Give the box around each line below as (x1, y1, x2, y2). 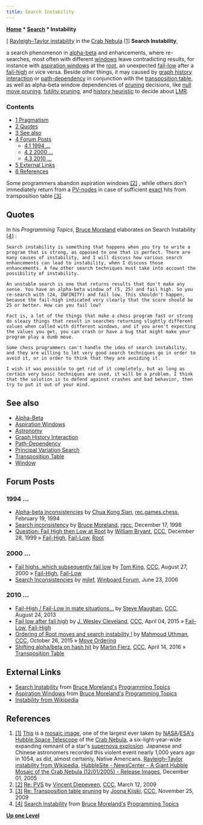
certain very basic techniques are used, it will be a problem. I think (6, 371, 193, 377)
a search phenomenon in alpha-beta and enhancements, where (6, 49, 165, 56)
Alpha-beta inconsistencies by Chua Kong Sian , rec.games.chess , (14, 509, 179, 516)
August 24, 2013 (14, 611, 56, 618)
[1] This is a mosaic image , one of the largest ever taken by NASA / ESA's (14, 729, 195, 737)
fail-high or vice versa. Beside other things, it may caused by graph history (6, 68, 192, 76)
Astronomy (14, 427, 43, 434)
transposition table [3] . (6, 192, 63, 200)
